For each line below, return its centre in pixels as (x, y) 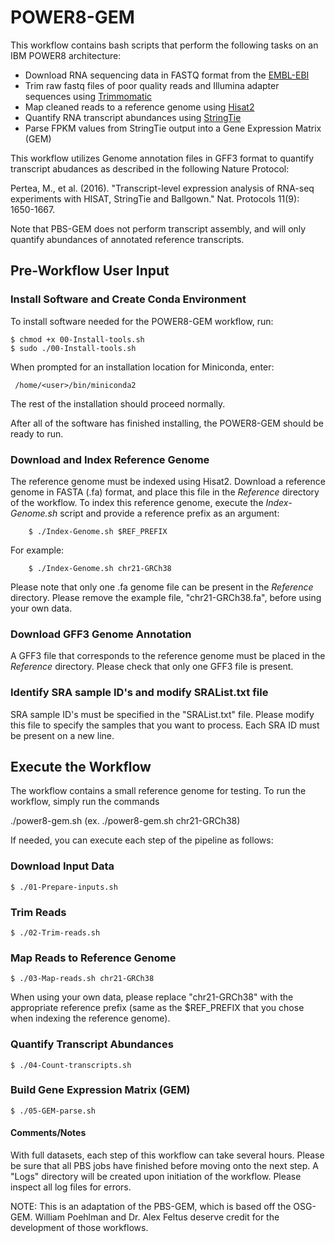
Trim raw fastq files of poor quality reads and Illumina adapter (152, 85)
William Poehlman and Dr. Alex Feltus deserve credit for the (157, 1217)
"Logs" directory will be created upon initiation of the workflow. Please (156, 1177)
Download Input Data (62, 866)
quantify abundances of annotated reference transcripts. (127, 239)
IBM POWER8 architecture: (66, 55)
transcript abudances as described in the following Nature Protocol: (150, 168)
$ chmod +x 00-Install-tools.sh (77, 339)
